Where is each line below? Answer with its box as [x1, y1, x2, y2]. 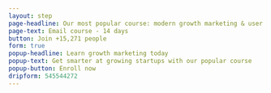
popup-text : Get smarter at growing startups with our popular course [8, 57, 252, 66]
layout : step [8, 11, 53, 20]
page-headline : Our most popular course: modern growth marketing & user [8, 19, 264, 27]
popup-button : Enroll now [8, 65, 96, 73]
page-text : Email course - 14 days [8, 27, 129, 35]
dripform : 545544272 [8, 72, 79, 80]
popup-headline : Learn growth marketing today [8, 49, 169, 57]
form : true [8, 42, 45, 50]
